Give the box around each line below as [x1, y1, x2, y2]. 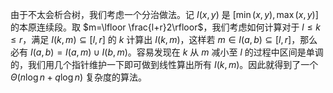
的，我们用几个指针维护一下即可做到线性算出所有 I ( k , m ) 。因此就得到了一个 [10, 59, 319, 70]
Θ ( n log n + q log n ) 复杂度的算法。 [10, 71, 147, 83]
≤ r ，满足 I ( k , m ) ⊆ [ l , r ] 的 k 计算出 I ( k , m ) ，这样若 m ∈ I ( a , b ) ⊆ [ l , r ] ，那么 [10, 34, 318, 45]
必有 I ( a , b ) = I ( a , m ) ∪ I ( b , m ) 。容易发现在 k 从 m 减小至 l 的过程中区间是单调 [10, 46, 324, 58]
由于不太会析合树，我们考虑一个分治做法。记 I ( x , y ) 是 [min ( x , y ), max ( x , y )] [10, 9, 319, 20]
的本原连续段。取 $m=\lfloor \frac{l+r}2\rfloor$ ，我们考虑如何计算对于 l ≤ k [10, 21, 322, 33]
